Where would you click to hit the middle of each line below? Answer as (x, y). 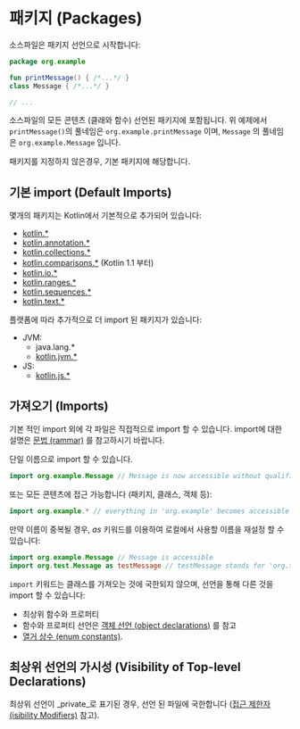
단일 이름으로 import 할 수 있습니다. (71, 460)
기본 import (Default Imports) (91, 192)
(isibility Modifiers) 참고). (54, 716)
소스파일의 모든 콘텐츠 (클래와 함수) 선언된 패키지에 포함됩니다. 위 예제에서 (138, 120)
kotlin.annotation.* (56, 243)
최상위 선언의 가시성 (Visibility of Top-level (125, 667)
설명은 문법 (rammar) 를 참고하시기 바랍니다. (87, 440)
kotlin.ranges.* (49, 283)
